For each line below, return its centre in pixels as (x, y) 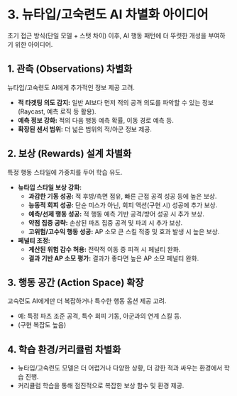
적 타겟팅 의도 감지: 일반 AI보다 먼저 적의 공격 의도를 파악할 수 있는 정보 (116, 102)
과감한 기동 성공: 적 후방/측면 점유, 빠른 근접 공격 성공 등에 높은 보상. (123, 196)
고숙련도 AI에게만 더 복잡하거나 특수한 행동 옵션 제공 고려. (87, 301)
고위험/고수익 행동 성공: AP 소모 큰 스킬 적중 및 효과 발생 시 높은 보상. (124, 231)
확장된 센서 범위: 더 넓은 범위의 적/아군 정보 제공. (85, 129)
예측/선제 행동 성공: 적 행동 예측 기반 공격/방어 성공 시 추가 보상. (116, 214)
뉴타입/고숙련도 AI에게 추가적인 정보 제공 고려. (71, 87)
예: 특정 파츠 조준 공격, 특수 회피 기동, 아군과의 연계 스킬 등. (100, 316)
